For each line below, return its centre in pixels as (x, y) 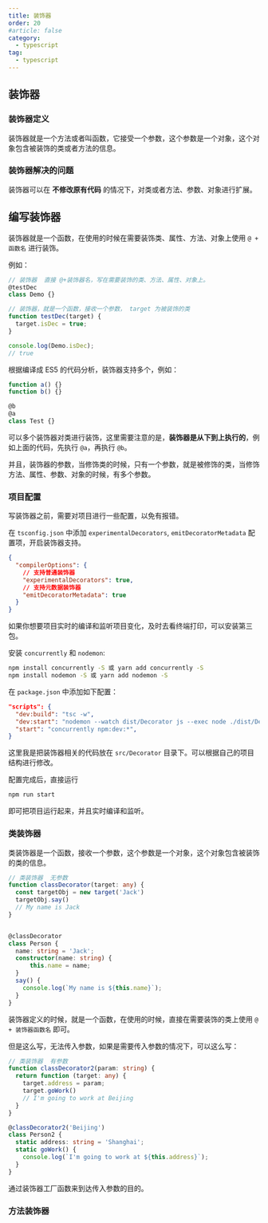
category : (25, 38)
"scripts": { (30, 707)
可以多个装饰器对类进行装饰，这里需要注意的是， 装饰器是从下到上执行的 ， (130, 437)
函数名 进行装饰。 (36, 247)
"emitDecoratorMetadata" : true (75, 595)
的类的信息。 (29, 862)
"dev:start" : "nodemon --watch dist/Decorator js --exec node (121, 722)
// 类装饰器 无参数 (38, 878)
